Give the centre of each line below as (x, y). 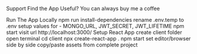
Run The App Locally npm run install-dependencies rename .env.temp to (95, 20)
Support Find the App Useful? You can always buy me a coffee (83, 9)
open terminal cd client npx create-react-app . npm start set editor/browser (98, 38)
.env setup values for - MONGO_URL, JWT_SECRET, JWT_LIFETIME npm (95, 26)
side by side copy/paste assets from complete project (72, 45)
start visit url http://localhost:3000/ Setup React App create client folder (94, 32)
